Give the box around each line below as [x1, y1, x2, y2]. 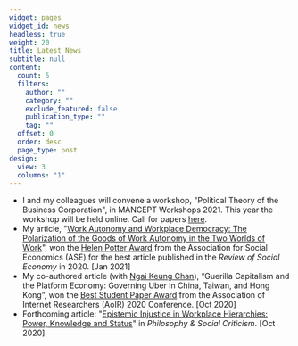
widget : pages [9, 12, 62, 22]
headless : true [9, 29, 66, 38]
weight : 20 [9, 37, 50, 47]
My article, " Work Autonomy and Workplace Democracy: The [21, 224, 247, 235]
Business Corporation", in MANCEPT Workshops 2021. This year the [21, 204, 274, 215]
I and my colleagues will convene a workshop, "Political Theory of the [21, 195, 279, 206]
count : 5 [17, 71, 50, 80]
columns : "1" [17, 170, 66, 179]
